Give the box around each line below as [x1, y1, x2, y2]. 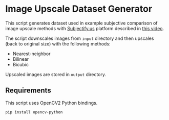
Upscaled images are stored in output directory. [5, 71, 107, 77]
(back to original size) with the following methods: [5, 40, 111, 46]
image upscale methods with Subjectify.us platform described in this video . [5, 25, 164, 31]
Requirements [5, 86, 51, 95]
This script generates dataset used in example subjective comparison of [5, 20, 158, 26]
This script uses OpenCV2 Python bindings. [5, 100, 98, 106]
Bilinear [12, 56, 29, 62]
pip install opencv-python [5, 109, 63, 115]
